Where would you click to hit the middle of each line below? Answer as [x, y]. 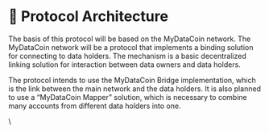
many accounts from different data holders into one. [95, 106]
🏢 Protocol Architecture [89, 17]
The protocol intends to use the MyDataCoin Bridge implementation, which [132, 80]
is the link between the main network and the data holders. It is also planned [135, 89]
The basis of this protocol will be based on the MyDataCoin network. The [130, 39]
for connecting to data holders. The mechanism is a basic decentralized [128, 56]
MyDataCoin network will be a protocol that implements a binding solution [131, 47]
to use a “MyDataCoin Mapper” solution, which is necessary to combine [128, 97]
